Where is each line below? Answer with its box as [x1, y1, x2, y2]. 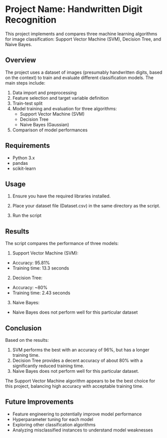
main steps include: [5, 80, 45, 86]
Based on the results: [5, 337, 49, 343]
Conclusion [5, 324, 42, 332]
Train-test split [12, 100, 43, 106]
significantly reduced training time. [12, 363, 84, 369]
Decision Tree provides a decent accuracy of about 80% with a [12, 357, 143, 363]
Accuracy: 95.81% [12, 260, 50, 266]
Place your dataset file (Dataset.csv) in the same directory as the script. [12, 203, 160, 209]
